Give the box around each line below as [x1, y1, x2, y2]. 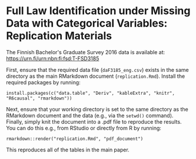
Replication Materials [6, 29, 112, 42]
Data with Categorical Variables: [6, 16, 168, 30]
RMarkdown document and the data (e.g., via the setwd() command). [6, 112, 174, 119]
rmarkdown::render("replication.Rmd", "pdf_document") [6, 135, 144, 142]
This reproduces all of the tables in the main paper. [6, 146, 129, 153]
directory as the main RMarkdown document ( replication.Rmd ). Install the [6, 72, 185, 79]
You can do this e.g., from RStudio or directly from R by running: [6, 124, 162, 131]
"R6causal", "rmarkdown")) [6, 95, 72, 101]
